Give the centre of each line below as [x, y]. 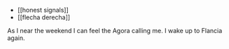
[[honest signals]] [43, 10]
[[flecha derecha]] [44, 17]
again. [16, 38]
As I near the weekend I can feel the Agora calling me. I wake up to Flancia [115, 31]
